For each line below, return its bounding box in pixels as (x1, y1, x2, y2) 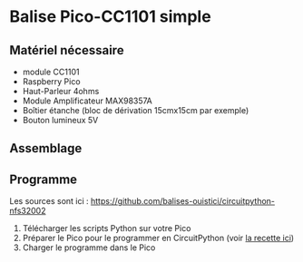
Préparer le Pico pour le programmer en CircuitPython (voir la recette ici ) (22, 233, 295, 244)
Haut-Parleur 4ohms (22, 86, 100, 96)
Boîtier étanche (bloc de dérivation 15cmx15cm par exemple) (22, 105, 249, 115)
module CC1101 (22, 66, 80, 77)
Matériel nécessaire (9, 43, 124, 58)
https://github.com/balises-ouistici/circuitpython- (90, 196, 275, 207)
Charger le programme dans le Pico (22, 242, 156, 253)
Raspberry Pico (22, 76, 81, 87)
